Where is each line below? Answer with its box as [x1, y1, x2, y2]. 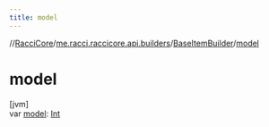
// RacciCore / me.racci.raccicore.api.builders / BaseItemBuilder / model [9, 38, 260, 48]
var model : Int [9, 108, 61, 119]
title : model [9, 13, 58, 22]
